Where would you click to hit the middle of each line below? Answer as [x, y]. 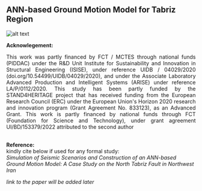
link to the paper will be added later [50, 181]
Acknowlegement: [30, 45]
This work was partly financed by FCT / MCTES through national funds [101, 57]
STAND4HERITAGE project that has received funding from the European [101, 95]
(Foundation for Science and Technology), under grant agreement [101, 120]
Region [20, 19]
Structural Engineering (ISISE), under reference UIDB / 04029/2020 [101, 69]
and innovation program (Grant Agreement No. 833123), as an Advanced [101, 108]
